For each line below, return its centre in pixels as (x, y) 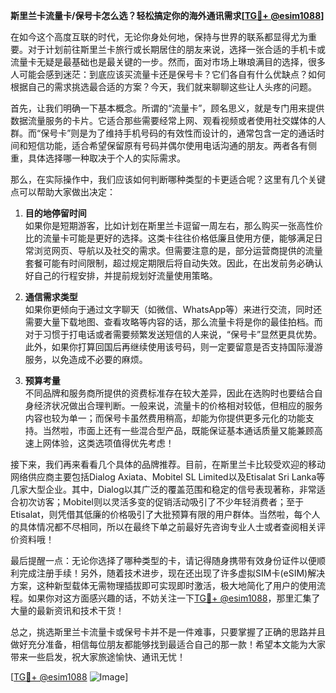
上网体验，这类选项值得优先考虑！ (104, 443)
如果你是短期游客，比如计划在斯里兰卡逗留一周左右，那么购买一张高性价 (173, 225)
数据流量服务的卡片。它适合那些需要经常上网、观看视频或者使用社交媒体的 (163, 120)
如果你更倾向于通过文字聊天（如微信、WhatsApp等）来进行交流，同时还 (173, 309)
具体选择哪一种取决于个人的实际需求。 (106, 158)
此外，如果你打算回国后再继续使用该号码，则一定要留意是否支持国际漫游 (173, 347)
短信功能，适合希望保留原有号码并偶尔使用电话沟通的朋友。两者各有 (167, 145)
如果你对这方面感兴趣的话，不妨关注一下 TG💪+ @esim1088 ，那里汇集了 (174, 598)
